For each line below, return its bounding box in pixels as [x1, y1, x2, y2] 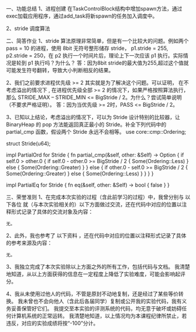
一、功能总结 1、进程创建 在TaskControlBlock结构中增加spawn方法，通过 [6, 5, 183, 12]
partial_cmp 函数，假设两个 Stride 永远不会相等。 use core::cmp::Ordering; [6, 128, 187, 135]
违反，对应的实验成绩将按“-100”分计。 [6, 320, 99, 327]
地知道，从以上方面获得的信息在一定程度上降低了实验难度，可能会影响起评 [6, 270, 185, 277]
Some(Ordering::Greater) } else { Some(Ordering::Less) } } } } [6, 170, 154, 177]
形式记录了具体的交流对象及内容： [11, 208, 94, 215]
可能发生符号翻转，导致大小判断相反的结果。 [6, 67, 114, 73]
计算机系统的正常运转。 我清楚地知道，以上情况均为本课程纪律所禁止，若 [11, 313, 187, 319]
